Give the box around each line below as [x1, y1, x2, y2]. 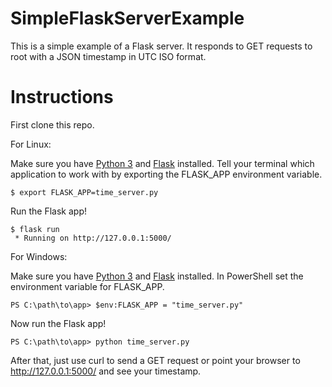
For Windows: [10, 250, 68, 262]
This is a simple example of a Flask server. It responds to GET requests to [10, 40, 313, 52]
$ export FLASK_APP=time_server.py [10, 187, 159, 197]
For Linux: [10, 138, 52, 150]
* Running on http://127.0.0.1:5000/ [14, 233, 172, 243]
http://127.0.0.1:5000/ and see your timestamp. [10, 365, 202, 377]
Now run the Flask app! [10, 317, 107, 329]
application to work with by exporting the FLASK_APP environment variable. [10, 168, 323, 180]
